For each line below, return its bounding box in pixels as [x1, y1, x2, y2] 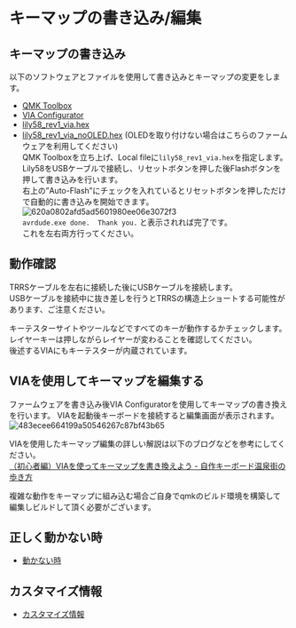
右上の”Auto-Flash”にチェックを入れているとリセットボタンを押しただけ [21, 186, 286, 195]
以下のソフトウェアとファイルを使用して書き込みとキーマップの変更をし [9, 72, 273, 82]
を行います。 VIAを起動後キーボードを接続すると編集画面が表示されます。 [9, 409, 279, 420]
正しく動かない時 [9, 530, 103, 545]
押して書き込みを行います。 [21, 174, 122, 185]
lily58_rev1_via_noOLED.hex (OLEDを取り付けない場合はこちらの [21, 130, 257, 140]
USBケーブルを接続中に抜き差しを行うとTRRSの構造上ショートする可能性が [9, 292, 285, 303]
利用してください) [52, 141, 119, 151]
